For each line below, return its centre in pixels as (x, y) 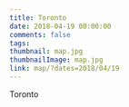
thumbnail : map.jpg (46, 52)
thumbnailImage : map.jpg (56, 60)
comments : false (40, 34)
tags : (20, 43)
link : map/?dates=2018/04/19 (64, 69)
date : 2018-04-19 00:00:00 (60, 26)
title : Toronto (38, 18)
